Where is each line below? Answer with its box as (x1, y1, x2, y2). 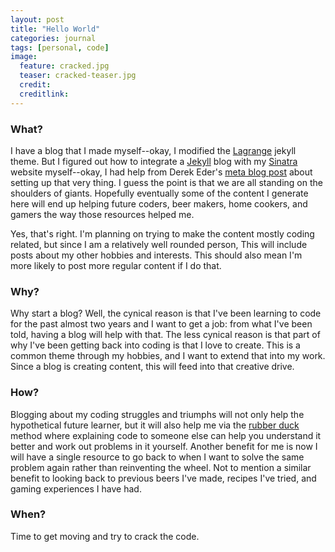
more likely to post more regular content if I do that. (10, 259, 222, 271)
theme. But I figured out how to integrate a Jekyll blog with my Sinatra (10, 155, 298, 167)
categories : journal (10, 33, 97, 43)
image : (10, 52, 38, 62)
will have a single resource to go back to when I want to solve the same (10, 451, 305, 463)
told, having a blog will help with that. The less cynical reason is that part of (10, 329, 321, 341)
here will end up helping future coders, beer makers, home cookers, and (10, 197, 308, 210)
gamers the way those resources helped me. (10, 208, 195, 220)
